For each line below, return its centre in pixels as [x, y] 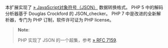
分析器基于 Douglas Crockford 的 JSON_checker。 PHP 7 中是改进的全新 [81, 13]
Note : [24, 30]
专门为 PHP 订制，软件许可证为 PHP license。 [66, 20]
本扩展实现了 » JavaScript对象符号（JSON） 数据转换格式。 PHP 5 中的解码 [84, 7]
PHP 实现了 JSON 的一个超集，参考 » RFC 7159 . [67, 40]
